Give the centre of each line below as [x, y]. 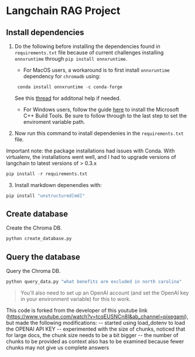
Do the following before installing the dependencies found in [87, 46]
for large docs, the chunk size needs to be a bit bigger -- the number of [92, 335]
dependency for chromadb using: [62, 76]
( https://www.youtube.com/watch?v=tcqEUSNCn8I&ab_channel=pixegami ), [97, 316]
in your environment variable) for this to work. [76, 299]
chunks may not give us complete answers [58, 348]
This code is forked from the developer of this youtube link [77, 310]
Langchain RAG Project [63, 11]
